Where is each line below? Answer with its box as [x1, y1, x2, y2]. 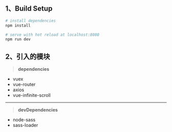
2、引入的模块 [5, 52, 50, 61]
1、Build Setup [5, 4, 53, 13]
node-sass [12, 117, 36, 123]
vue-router [12, 82, 36, 88]
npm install [5, 23, 31, 28]
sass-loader [12, 122, 38, 128]
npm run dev [5, 37, 31, 42]
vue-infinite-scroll [12, 92, 51, 98]
